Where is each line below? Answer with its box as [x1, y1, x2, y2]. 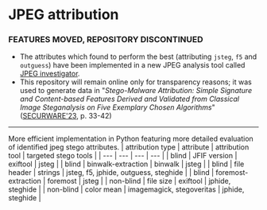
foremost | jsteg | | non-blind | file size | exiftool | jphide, [47, 177, 231, 186]
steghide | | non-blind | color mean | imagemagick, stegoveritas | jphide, [8, 185, 245, 194]
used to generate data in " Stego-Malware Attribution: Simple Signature [19, 86, 253, 95]
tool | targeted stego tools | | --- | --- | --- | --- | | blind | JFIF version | [8, 151, 238, 161]
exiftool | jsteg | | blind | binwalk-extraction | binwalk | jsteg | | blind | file [8, 159, 245, 169]
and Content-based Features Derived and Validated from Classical [19, 94, 240, 104]
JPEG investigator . [19, 69, 80, 79]
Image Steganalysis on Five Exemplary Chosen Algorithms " [19, 103, 216, 112]
